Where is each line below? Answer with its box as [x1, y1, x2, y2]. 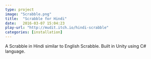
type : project [5, 7, 34, 12]
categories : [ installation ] [5, 30, 63, 35]
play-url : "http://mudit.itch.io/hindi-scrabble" [5, 25, 109, 30]
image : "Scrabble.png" [5, 12, 52, 17]
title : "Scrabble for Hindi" [5, 16, 67, 21]
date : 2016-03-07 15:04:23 [5, 20, 65, 26]
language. [5, 48, 26, 54]
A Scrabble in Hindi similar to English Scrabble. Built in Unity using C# [5, 43, 147, 49]
